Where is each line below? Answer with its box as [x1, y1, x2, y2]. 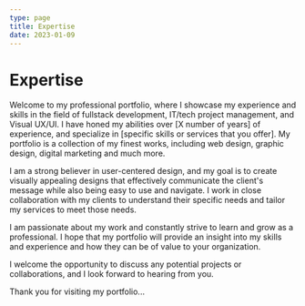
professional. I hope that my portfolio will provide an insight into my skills [9, 231, 282, 242]
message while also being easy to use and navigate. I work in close [9, 185, 262, 196]
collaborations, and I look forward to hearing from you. [9, 269, 214, 280]
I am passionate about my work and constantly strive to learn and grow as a [9, 222, 294, 233]
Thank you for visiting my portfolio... [9, 286, 146, 297]
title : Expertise [9, 22, 76, 31]
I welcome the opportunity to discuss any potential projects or [9, 259, 242, 270]
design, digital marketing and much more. [9, 148, 166, 159]
